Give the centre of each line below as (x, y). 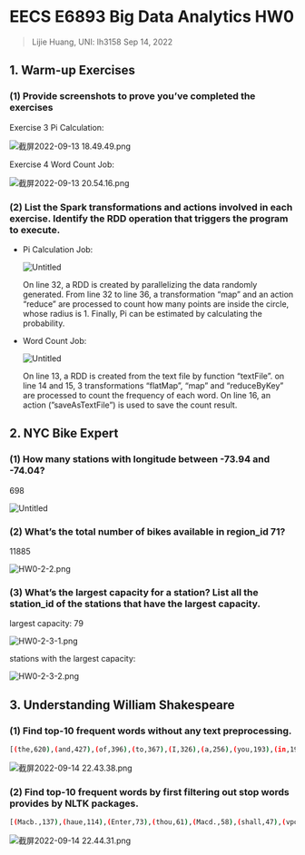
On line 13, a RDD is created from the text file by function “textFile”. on (153, 376)
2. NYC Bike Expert (64, 433)
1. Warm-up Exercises (73, 70)
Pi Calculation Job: (58, 249)
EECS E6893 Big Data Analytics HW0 (152, 17)
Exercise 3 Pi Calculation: (57, 127)
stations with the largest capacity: (73, 659)
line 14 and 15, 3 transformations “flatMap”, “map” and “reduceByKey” (153, 385)
